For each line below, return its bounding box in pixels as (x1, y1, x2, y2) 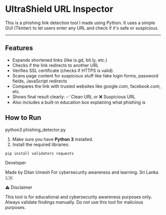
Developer (5, 160, 26, 166)
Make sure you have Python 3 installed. (12, 136, 93, 142)
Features (5, 44, 33, 52)
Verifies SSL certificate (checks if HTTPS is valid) (12, 68, 113, 73)
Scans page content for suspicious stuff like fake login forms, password (12, 72, 159, 78)
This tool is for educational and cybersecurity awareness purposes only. (5, 194, 152, 200)
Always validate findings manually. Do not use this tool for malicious (5, 199, 143, 205)
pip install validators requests (5, 151, 74, 156)
